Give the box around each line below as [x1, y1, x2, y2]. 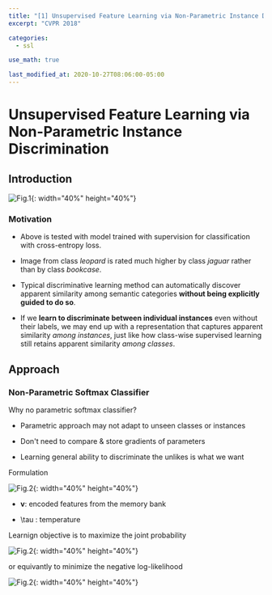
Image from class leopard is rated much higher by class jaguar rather [19, 256, 252, 266]
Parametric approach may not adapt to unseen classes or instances [19, 420, 246, 430]
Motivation [8, 213, 53, 225]
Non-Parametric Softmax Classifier [8, 386, 150, 398]
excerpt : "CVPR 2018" [8, 19, 82, 27]
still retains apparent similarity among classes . [19, 339, 176, 348]
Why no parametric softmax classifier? [8, 405, 138, 415]
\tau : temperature [19, 514, 81, 524]
